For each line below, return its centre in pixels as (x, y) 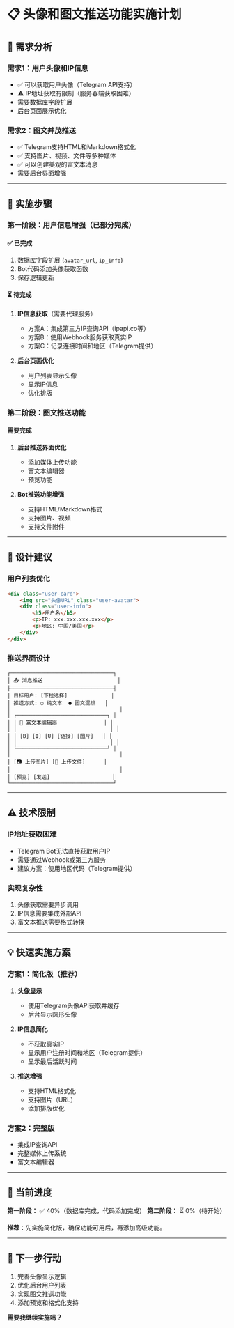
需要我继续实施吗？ (35, 1317)
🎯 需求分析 (30, 46)
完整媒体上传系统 (42, 1153)
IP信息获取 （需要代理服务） (57, 314)
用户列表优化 (29, 579)
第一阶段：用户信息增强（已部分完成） (71, 225)
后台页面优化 (36, 360)
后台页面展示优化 (42, 110)
